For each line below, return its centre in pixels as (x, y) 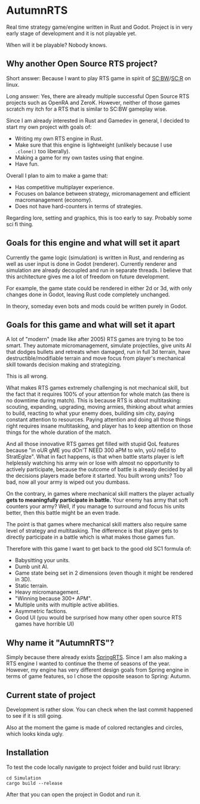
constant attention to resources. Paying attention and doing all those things (99, 420)
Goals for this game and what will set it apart (91, 325)
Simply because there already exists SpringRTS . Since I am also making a (96, 657)
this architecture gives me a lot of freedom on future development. (88, 277)
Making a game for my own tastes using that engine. (79, 157)
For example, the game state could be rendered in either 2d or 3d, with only (99, 288)
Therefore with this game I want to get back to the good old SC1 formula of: (99, 549)
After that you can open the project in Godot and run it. (74, 794)
